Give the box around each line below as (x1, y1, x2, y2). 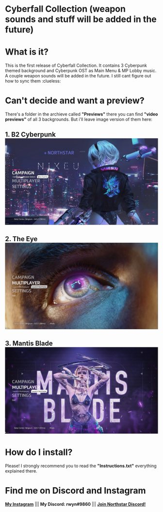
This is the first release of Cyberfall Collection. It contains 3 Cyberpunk (5, 62, 147, 69)
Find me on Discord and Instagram (5, 485, 147, 496)
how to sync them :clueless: (5, 78, 61, 84)
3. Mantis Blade (5, 340, 53, 348)
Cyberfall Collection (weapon (5, 3, 126, 15)
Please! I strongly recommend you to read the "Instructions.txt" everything (5, 463, 157, 469)
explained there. (5, 468, 37, 474)
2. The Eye (5, 235, 38, 243)
